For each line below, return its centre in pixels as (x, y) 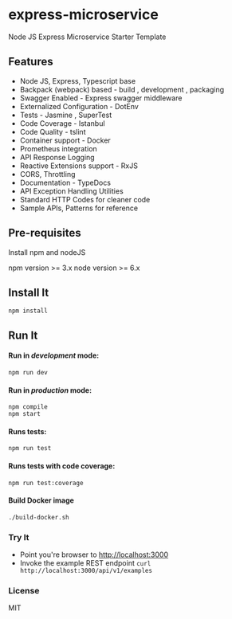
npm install (28, 311)
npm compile (28, 407)
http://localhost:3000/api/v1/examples (86, 571)
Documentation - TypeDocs (65, 182)
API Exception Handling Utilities (71, 191)
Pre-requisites (45, 233)
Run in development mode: (54, 355)
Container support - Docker (65, 140)
